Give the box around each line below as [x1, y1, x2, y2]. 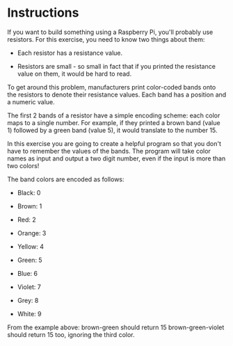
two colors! [7, 161, 40, 170]
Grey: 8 [17, 296, 39, 304]
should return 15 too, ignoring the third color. [7, 330, 135, 338]
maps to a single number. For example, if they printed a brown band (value [7, 118, 220, 126]
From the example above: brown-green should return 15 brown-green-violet [7, 323, 225, 331]
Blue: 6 [17, 269, 38, 277]
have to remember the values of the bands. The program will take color [7, 147, 211, 155]
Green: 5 [17, 256, 43, 264]
